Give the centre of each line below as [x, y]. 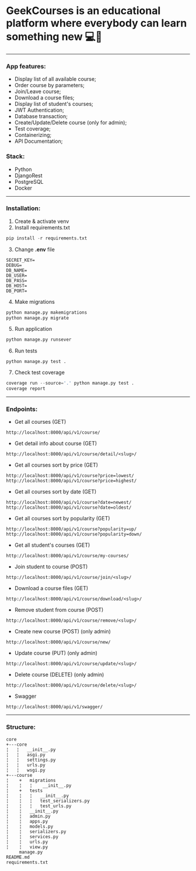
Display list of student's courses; [54, 104]
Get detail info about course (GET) [56, 444]
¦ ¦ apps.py [27, 821]
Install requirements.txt [42, 227]
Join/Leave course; [38, 91]
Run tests [26, 351]
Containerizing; [33, 135]
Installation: [23, 208]
